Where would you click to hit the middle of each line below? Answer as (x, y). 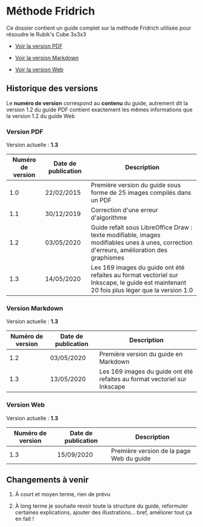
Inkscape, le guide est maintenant (139, 283)
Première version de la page (151, 451)
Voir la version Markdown (47, 57)
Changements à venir (47, 480)
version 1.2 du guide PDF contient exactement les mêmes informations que (99, 110)
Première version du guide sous (136, 185)
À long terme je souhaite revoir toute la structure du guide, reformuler (101, 506)
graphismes (108, 258)
